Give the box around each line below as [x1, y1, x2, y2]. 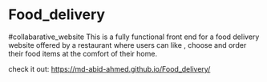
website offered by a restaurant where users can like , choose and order [8, 40, 247, 49]
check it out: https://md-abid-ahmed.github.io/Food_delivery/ [8, 64, 211, 73]
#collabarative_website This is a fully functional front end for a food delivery [8, 32, 260, 41]
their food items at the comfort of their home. [8, 49, 158, 58]
